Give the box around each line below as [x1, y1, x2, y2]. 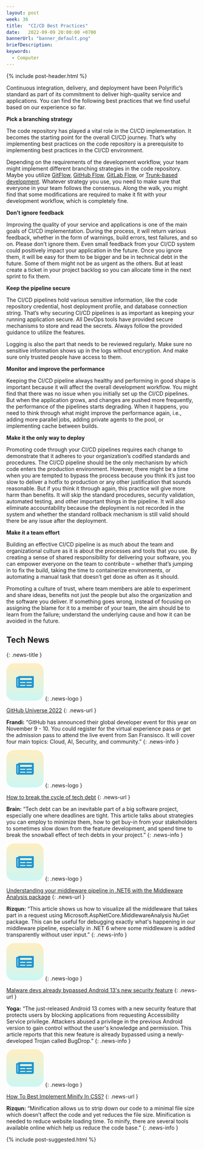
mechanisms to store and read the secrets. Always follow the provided [6, 322, 183, 329]
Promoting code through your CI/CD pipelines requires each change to [6, 445, 183, 453]
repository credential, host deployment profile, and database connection [6, 302, 188, 310]
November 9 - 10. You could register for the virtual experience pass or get [6, 725, 191, 732]
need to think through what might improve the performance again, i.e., [6, 409, 182, 417]
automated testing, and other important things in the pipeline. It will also [6, 497, 186, 505]
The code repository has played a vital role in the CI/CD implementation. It [6, 127, 191, 134]
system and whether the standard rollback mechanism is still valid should [6, 511, 189, 518]
